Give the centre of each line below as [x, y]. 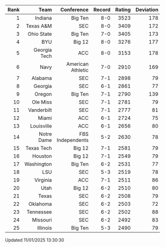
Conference [74, 10]
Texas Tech [39, 148]
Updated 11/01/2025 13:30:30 [35, 240]
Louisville [41, 126]
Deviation [147, 10]
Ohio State [40, 34]
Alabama [42, 78]
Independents [73, 140]
